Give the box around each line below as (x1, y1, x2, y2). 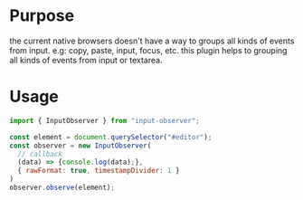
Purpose (9, 5, 75, 26)
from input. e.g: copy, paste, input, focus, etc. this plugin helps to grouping (9, 44, 288, 55)
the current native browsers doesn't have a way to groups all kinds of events (9, 35, 295, 46)
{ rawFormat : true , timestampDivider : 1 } (17, 167, 180, 176)
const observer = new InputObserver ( (9, 141, 152, 150)
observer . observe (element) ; (9, 183, 116, 192)
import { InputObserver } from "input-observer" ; (9, 116, 201, 125)
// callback (17, 149, 63, 158)
